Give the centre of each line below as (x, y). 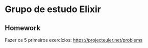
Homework (23, 28)
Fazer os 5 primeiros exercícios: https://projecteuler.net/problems (74, 40)
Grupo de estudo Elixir (53, 9)
